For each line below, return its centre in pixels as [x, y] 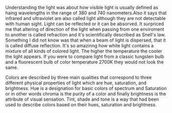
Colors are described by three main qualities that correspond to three [79, 77]
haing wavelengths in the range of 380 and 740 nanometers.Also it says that [86, 13]
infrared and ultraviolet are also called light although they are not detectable [85, 18]
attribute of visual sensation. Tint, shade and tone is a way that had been [82, 99]
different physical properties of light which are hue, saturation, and [76, 83]
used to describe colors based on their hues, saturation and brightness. [81, 105]
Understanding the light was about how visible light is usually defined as [82, 7]
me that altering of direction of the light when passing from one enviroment [85, 29]
